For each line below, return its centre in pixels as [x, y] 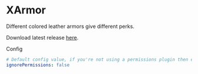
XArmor [26, 10]
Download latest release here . [42, 37]
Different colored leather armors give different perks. [70, 26]
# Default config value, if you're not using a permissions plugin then [97, 59]
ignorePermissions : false [38, 65]
